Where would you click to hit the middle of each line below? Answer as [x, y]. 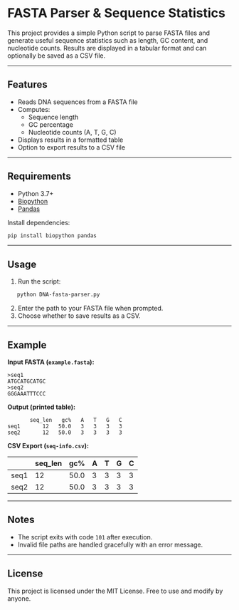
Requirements [39, 176]
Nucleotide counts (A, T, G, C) [72, 132]
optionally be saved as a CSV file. [57, 56]
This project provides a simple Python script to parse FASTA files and [109, 33]
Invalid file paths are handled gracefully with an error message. [110, 544]
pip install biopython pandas [52, 236]
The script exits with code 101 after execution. [85, 537]
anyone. [19, 598]
